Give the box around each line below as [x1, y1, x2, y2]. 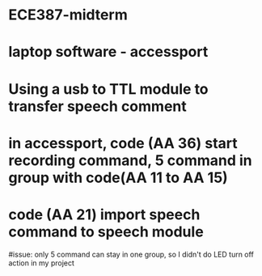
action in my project [8, 257, 75, 268]
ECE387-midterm [8, 6, 128, 24]
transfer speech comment [8, 97, 188, 115]
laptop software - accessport [8, 43, 209, 62]
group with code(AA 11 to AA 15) [8, 168, 228, 187]
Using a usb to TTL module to [8, 79, 209, 98]
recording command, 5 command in [8, 151, 252, 169]
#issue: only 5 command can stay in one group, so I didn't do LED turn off [8, 249, 255, 259]
